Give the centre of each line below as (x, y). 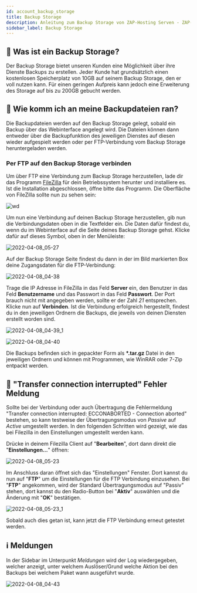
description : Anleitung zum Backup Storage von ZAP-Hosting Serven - (93, 22)
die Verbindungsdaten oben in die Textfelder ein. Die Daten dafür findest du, (98, 224)
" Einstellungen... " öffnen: (38, 450)
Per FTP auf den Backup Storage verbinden (69, 163)
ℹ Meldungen (30, 546)
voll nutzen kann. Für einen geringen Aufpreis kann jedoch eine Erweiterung (98, 84)
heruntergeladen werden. (37, 148)
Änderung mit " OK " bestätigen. (44, 497)
